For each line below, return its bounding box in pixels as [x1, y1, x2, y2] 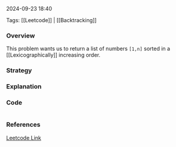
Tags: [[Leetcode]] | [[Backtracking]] [6, 17, 97, 23]
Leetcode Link [6, 134, 42, 141]
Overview [6, 31, 35, 39]
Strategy [6, 66, 32, 75]
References [6, 121, 41, 129]
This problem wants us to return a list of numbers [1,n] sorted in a [6, 45, 171, 53]
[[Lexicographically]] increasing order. [6, 51, 101, 59]
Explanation [6, 82, 42, 91]
